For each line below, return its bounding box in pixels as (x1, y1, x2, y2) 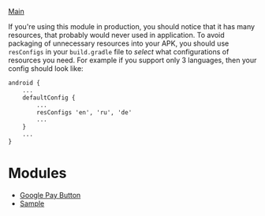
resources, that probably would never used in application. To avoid (8, 31, 225, 39)
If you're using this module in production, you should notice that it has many (8, 22, 255, 31)
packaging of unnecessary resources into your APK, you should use (8, 39, 230, 48)
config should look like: (8, 64, 84, 73)
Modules (8, 165, 67, 182)
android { (8, 79, 41, 87)
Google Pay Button (19, 190, 81, 199)
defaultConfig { (22, 94, 77, 102)
